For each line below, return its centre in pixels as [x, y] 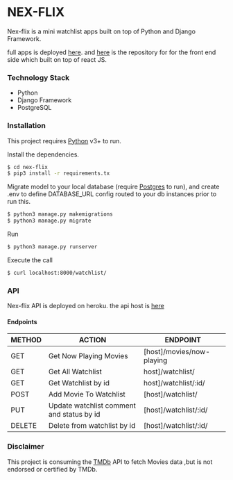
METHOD [26, 340]
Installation [27, 126]
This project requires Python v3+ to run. [64, 141]
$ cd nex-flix [28, 167]
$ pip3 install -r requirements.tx [59, 174]
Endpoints [22, 321]
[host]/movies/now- [176, 352]
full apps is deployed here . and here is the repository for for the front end [112, 52]
